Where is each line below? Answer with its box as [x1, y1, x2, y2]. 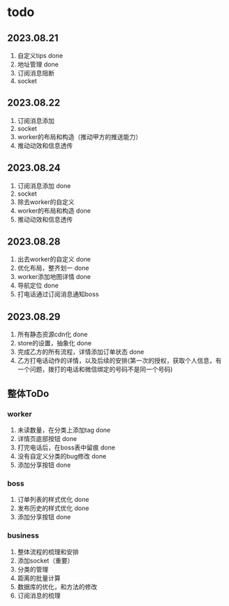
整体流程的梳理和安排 [17, 547, 79, 556]
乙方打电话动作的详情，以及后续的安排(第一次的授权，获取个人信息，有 [17, 356, 222, 365]
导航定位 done [17, 281, 59, 290]
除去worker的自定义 [17, 197, 75, 206]
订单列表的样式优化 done [17, 496, 89, 504]
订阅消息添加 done [17, 181, 71, 189]
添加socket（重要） [17, 556, 74, 565]
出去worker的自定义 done [17, 255, 91, 264]
